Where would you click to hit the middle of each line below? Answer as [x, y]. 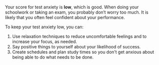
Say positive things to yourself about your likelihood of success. [76, 47]
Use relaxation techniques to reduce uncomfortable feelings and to [79, 36]
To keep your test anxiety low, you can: [44, 27]
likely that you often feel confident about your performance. [65, 17]
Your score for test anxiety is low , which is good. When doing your [72, 7]
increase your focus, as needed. [44, 42]
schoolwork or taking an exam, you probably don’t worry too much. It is [77, 12]
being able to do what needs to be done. [53, 57]
